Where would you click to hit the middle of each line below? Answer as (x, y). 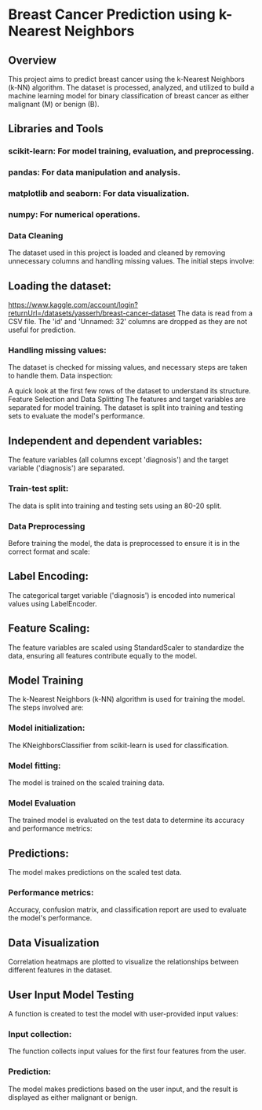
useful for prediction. (42, 330)
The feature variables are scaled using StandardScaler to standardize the (126, 647)
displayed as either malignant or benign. (73, 1097)
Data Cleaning (36, 236)
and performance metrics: (50, 828)
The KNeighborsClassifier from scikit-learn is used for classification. (118, 745)
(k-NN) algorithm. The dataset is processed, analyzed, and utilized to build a (131, 87)
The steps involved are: (46, 708)
